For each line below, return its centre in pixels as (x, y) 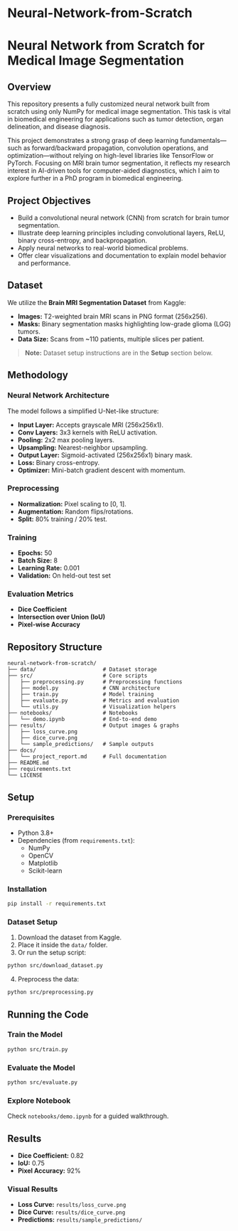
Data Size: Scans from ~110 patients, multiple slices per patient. (111, 339)
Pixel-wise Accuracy (49, 624)
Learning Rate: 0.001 (49, 568)
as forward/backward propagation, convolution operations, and (115, 148)
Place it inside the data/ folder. (63, 945)
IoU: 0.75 (31, 1163)
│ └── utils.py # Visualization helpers (92, 707)
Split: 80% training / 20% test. (63, 519)
